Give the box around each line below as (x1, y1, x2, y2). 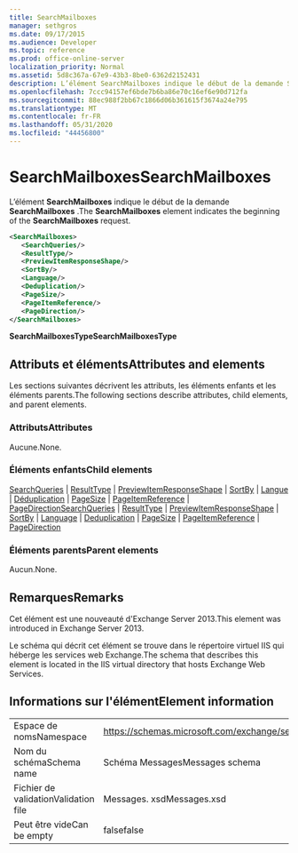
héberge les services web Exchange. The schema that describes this (9, 650, 259, 660)
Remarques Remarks (9, 590, 124, 605)
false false (103, 824, 145, 836)
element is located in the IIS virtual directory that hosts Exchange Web (9, 658, 266, 669)
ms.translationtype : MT (9, 104, 98, 113)
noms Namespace (13, 730, 87, 743)
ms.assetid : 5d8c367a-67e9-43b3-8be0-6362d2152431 (9, 71, 200, 80)
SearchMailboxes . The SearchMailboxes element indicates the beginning (9, 205, 280, 216)
